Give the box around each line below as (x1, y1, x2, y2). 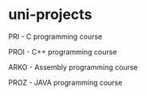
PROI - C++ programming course (8, 47, 117, 56)
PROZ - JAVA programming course (8, 78, 123, 87)
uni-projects (8, 6, 93, 24)
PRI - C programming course (8, 32, 103, 41)
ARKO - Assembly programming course (8, 62, 138, 72)
